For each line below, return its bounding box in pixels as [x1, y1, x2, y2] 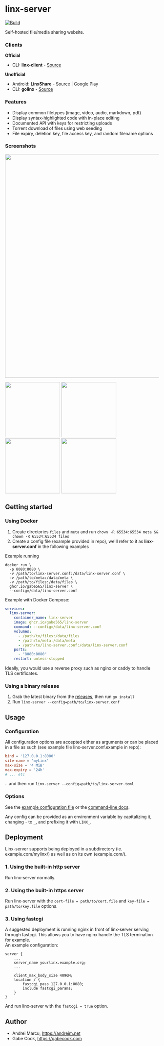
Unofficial [5, 72, 25, 77]
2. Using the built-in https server [5, 887, 84, 894]
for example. [5, 937, 31, 943]
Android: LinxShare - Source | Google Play [12, 81, 99, 87]
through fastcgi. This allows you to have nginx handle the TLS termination [5, 932, 153, 938]
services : [5, 606, 25, 611]
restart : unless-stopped [14, 656, 64, 661]
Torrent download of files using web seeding [12, 125, 102, 131]
